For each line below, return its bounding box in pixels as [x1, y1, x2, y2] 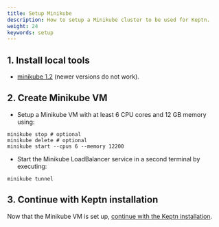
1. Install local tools [7, 54, 91, 66]
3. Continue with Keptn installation [7, 194, 159, 206]
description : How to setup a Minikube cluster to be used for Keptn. [7, 16, 211, 23]
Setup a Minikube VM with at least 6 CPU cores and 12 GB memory [16, 110, 207, 118]
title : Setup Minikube [7, 10, 72, 17]
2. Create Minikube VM [7, 92, 108, 104]
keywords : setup [7, 29, 54, 36]
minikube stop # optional [7, 131, 81, 137]
